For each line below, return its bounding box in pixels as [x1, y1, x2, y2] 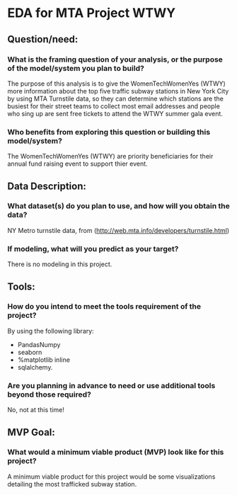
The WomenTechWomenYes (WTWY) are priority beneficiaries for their [7, 152, 214, 161]
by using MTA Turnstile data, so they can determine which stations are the [7, 94, 224, 103]
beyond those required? [7, 389, 92, 399]
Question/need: [7, 33, 79, 45]
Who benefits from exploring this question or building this [7, 127, 211, 137]
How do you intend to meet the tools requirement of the [7, 302, 202, 312]
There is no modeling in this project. [7, 260, 112, 268]
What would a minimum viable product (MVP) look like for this [7, 448, 224, 457]
